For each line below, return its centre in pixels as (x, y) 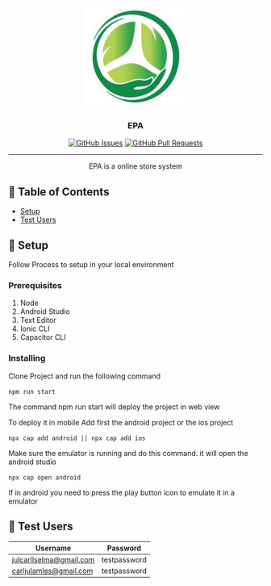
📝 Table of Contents (59, 192)
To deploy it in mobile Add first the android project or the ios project (121, 422)
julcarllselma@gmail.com (53, 560)
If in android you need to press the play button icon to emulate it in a (122, 492)
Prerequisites (35, 285)
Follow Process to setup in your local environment (92, 264)
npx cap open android (45, 477)
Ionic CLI (35, 329)
